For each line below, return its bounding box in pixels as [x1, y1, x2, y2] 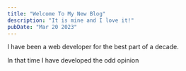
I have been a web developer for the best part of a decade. [7, 43, 179, 51]
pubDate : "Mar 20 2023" [7, 23, 78, 30]
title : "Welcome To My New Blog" [7, 10, 106, 18]
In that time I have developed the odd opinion [7, 56, 139, 65]
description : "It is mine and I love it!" [7, 17, 134, 24]
